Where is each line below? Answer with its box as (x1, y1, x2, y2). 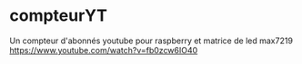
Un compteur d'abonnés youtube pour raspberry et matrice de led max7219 (9, 35, 294, 46)
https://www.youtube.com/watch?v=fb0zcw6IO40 (9, 44, 198, 55)
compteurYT (9, 5, 107, 26)
